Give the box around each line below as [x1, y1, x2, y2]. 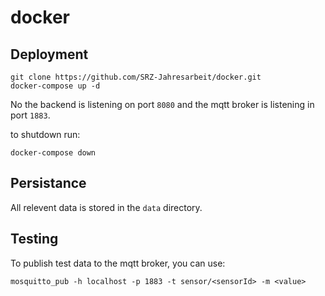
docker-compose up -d [10, 81, 101, 91]
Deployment [10, 46, 89, 63]
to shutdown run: [10, 129, 81, 140]
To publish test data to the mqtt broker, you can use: [10, 257, 226, 269]
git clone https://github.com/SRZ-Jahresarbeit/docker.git [10, 72, 262, 82]
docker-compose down [10, 148, 97, 158]
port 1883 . [10, 109, 51, 121]
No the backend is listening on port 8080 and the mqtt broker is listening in [10, 99, 315, 110]
